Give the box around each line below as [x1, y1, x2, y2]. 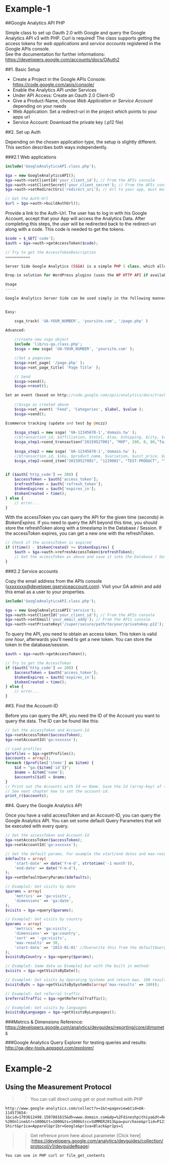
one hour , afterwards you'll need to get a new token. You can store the [5, 636, 152, 643]
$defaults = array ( [5, 856, 47, 861]
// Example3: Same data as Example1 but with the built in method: [5, 964, 151, 969]
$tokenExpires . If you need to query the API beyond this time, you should [5, 519, 158, 526]
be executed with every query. [5, 823, 69, 829]
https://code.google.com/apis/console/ [12, 82, 95, 88]
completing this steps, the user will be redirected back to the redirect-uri [5, 221, 156, 227]
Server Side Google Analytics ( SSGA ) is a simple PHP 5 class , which [5, 264, 155, 269]
